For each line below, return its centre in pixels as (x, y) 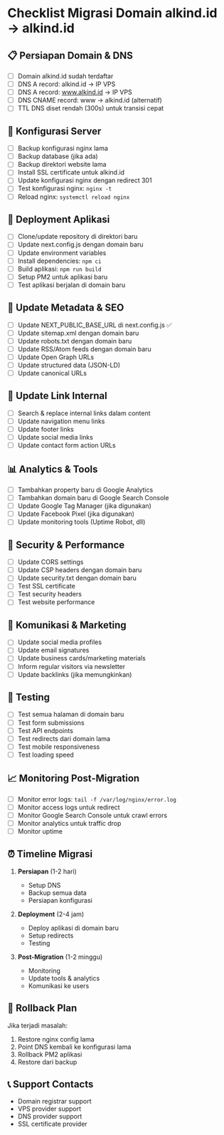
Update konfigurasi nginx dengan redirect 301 (85, 180)
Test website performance (56, 602)
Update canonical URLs (52, 373)
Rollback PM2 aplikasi (50, 1054)
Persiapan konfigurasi (60, 900)
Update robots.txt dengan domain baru (75, 341)
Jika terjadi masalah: (38, 1025)
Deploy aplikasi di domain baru (73, 928)
